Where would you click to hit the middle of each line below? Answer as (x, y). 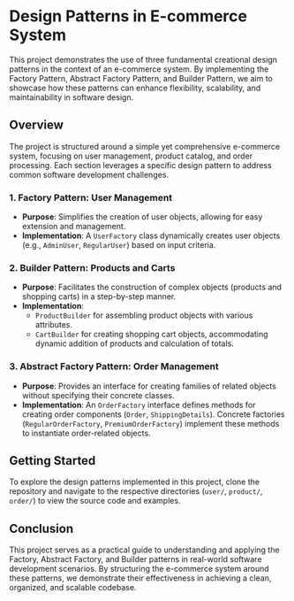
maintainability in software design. (72, 97)
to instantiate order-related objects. (87, 433)
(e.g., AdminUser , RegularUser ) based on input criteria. (119, 245)
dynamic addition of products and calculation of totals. (134, 343)
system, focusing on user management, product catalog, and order (131, 156)
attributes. (54, 325)
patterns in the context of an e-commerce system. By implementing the (139, 69)
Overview (37, 125)
